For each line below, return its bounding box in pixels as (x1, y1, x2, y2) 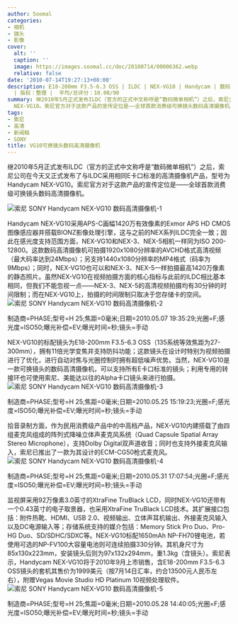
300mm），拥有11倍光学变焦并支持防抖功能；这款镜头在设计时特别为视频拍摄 (7, 347, 231, 355)
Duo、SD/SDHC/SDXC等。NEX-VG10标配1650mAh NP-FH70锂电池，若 (18, 531, 225, 540)
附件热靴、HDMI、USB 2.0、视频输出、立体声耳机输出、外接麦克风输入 (19, 513, 228, 522)
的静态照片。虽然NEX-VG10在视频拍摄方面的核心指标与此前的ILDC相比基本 (7, 272, 225, 281)
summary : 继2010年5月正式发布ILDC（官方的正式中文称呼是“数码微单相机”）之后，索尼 (7, 96, 229, 104)
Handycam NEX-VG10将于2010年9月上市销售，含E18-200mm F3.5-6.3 (19, 558, 225, 567)
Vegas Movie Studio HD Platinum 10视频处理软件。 (35, 576, 183, 584)
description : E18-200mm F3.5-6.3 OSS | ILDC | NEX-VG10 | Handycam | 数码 (7, 83, 231, 90)
